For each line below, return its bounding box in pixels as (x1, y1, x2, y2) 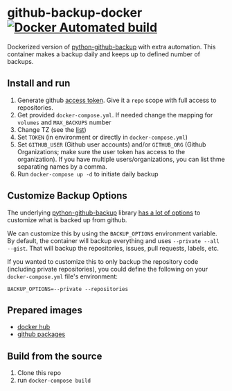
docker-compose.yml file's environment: (7, 272, 118, 281)
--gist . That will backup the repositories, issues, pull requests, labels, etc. (7, 244, 220, 252)
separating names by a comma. (17, 162, 107, 171)
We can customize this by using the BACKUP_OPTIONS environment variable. (7, 229, 217, 238)
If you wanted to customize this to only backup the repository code (7, 257, 199, 265)
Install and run (7, 78, 71, 90)
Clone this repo (17, 369, 61, 377)
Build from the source (7, 350, 102, 362)
